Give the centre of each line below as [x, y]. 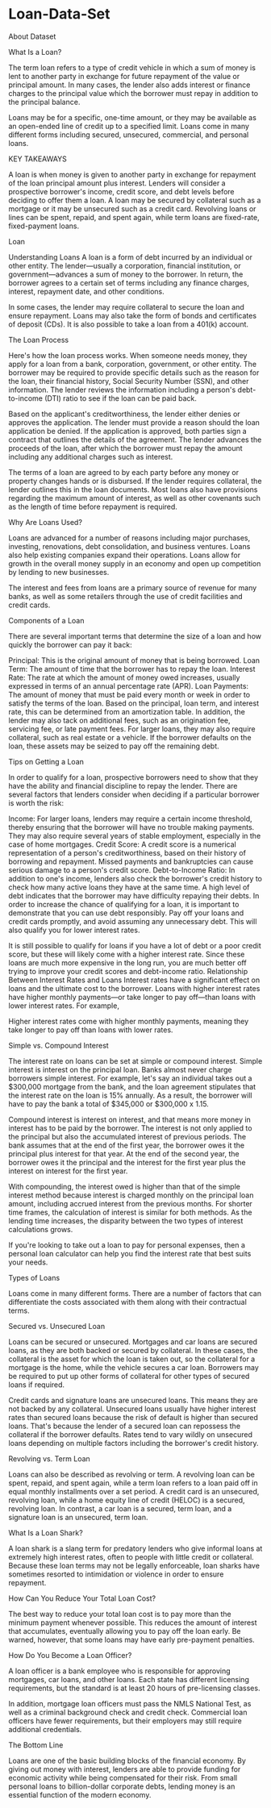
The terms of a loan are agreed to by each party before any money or [124, 472]
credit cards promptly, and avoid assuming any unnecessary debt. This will [133, 921]
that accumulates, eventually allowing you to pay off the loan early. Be [125, 1631]
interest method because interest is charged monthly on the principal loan [131, 1195]
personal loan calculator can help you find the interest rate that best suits [130, 1253]
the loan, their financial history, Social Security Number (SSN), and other [129, 381]
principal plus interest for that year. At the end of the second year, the [124, 1153]
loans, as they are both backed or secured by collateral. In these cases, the [133, 1350]
